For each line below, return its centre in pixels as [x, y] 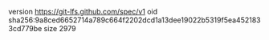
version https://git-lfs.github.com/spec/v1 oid [83, 12]
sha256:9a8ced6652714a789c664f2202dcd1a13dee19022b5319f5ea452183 [134, 20]
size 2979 [60, 28]
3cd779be [25, 28]
